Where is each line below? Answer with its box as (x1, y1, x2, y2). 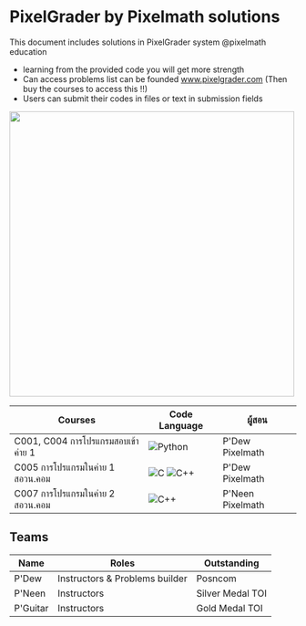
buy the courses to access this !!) (22, 83, 148, 94)
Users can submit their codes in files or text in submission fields (22, 93, 263, 104)
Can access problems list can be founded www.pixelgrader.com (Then (22, 73, 288, 84)
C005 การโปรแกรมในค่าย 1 (14, 461, 116, 474)
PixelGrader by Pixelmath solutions (9, 6, 280, 27)
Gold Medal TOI (196, 601, 263, 614)
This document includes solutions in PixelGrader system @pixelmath (9, 37, 267, 47)
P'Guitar (14, 601, 49, 614)
